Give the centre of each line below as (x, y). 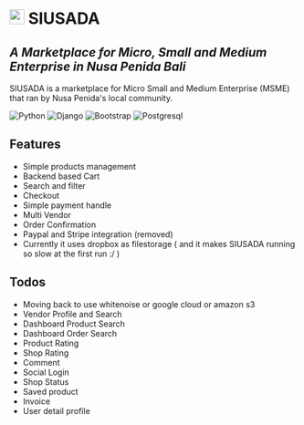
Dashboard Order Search (70, 333)
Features (35, 145)
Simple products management (79, 166)
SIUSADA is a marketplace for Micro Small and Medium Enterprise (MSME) (150, 88)
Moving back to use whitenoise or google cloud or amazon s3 (139, 304)
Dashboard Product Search (74, 324)
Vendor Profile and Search (72, 314)
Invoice (37, 401)
